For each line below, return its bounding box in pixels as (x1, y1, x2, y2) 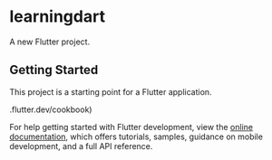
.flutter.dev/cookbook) (9, 104, 92, 115)
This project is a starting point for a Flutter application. (9, 86, 212, 97)
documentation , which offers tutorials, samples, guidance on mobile (9, 131, 263, 142)
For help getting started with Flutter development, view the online (9, 121, 254, 132)
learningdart (9, 6, 106, 27)
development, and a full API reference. (9, 140, 153, 151)
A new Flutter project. (9, 36, 91, 47)
